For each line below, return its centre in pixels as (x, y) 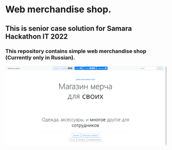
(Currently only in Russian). (40, 58)
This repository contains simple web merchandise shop (76, 51)
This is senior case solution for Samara (69, 29)
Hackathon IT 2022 (37, 36)
